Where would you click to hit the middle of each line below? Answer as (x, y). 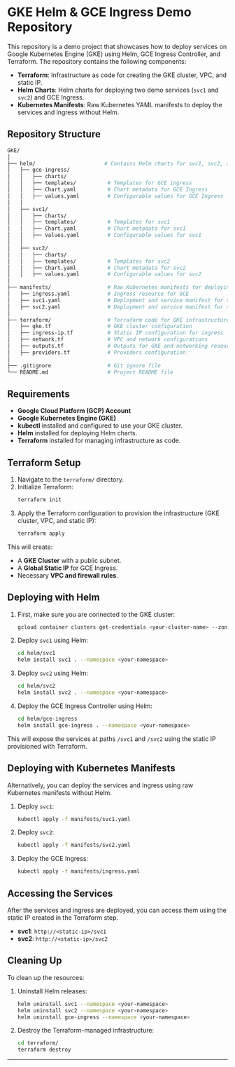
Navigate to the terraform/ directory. (71, 480)
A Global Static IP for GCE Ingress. (67, 568)
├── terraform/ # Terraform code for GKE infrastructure (119, 320)
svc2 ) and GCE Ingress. (51, 97)
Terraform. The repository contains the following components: (97, 61)
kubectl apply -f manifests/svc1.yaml (74, 819)
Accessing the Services (60, 893)
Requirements (38, 394)
